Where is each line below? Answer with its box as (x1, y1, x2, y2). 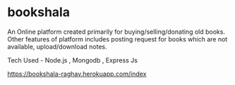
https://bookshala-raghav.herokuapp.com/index (7, 70, 147, 78)
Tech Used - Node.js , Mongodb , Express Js (7, 55, 138, 64)
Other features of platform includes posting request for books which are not (7, 34, 228, 43)
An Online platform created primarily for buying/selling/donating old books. (7, 27, 226, 36)
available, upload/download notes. (7, 42, 107, 51)
